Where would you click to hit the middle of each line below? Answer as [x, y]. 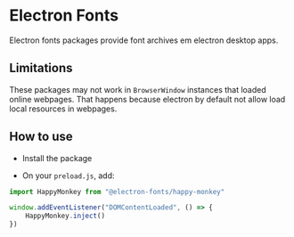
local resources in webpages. [63, 109]
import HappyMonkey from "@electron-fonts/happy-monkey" [117, 192]
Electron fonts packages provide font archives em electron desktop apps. [144, 40]
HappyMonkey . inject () [65, 216]
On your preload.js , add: [68, 176]
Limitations [41, 68]
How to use [41, 137]
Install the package [57, 158]
